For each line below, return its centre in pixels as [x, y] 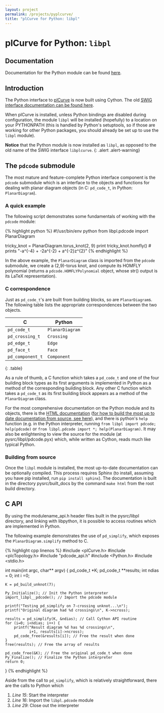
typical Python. [20, 444]
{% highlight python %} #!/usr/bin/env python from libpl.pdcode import [77, 231]
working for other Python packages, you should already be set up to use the [82, 130]
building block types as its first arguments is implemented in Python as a [78, 383]
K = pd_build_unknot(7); [30, 584]
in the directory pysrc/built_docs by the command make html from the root [80, 483]
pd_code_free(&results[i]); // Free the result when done [74, 636]
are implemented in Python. [33, 526]
